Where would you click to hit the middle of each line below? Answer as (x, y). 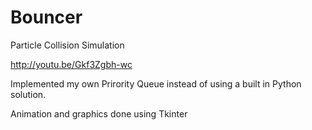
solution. (28, 94)
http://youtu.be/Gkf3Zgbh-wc (71, 64)
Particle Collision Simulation (67, 45)
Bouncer (46, 17)
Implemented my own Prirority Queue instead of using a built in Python (156, 83)
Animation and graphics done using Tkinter (99, 113)
